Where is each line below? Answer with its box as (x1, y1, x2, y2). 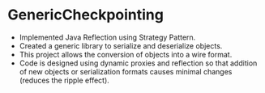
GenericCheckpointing (7, 6, 164, 24)
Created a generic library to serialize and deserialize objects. (19, 40, 223, 50)
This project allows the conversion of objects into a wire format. (19, 49, 233, 59)
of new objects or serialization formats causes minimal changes (19, 66, 233, 76)
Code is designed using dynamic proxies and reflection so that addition (19, 58, 258, 68)
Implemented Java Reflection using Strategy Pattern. (19, 32, 196, 42)
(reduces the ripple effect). (19, 75, 110, 85)
